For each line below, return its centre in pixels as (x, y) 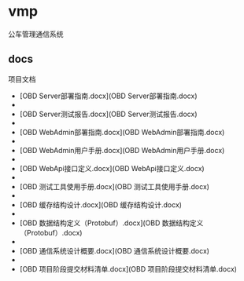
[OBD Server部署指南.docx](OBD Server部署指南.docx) (109, 96)
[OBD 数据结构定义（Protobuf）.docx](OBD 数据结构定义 (111, 223)
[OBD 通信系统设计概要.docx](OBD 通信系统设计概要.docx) (115, 250)
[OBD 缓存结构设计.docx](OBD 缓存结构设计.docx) (101, 204)
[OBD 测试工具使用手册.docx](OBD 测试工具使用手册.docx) (115, 186)
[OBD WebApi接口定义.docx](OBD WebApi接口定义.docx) (112, 168)
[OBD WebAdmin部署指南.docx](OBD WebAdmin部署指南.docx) (122, 132)
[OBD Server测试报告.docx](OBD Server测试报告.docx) (109, 114)
